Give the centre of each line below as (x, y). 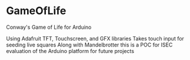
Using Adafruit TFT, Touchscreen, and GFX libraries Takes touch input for (95, 38)
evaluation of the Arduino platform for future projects (70, 51)
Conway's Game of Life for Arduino (49, 27)
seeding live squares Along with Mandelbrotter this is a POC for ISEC (89, 45)
